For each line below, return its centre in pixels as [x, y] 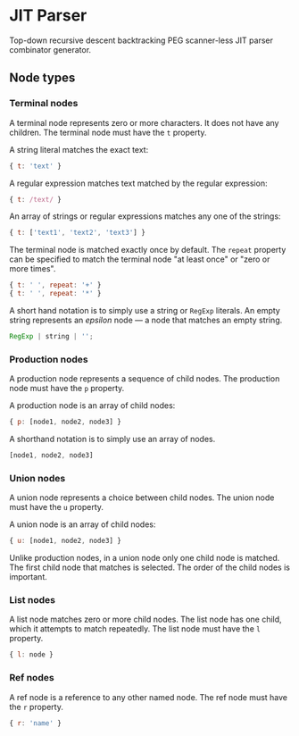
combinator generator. [50, 49]
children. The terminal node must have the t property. [108, 132]
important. [28, 577]
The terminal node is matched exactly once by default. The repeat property [148, 250]
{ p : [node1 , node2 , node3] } [66, 422]
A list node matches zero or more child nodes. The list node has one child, [146, 619]
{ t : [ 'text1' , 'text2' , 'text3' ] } [77, 233]
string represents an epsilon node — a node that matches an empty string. [146, 320]
